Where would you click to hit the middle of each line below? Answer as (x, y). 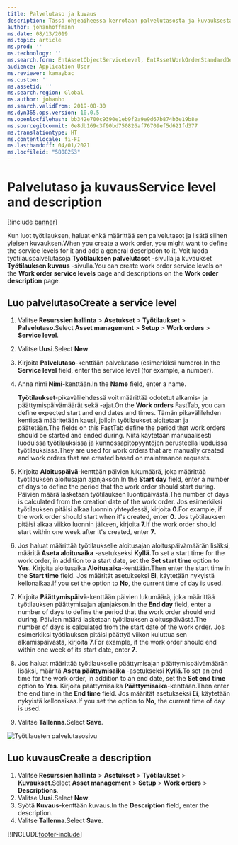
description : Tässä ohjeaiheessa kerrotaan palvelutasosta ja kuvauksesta (120, 21)
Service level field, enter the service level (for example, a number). (115, 370)
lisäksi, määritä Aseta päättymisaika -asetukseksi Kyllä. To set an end (120, 671)
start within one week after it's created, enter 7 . (87, 531)
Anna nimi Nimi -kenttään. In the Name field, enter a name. (102, 384)
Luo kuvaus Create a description (79, 758)
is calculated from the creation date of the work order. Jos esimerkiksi (120, 501)
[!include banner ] (33, 222)
